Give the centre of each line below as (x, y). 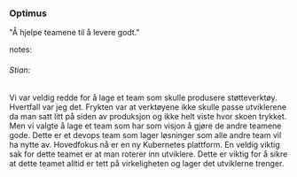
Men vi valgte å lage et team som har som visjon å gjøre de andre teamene (145, 126)
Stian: (20, 70)
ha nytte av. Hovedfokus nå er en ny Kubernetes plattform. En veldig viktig (145, 144)
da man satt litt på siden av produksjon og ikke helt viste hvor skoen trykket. (148, 116)
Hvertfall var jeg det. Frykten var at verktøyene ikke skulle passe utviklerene (148, 107)
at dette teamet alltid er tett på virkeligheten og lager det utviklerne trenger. (147, 163)
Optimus (28, 13)
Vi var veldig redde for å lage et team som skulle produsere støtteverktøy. (143, 97)
